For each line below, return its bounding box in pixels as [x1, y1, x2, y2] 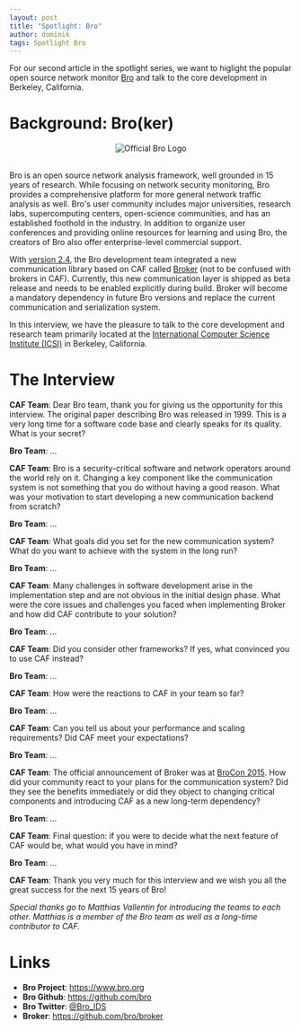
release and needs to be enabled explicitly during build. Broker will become [9, 283, 288, 294]
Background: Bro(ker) [9, 113, 174, 134]
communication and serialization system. [9, 302, 161, 313]
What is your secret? [9, 428, 86, 439]
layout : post [9, 13, 58, 22]
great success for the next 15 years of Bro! [9, 885, 167, 895]
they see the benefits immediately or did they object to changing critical [9, 787, 276, 797]
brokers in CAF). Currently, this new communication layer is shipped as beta [9, 273, 291, 284]
